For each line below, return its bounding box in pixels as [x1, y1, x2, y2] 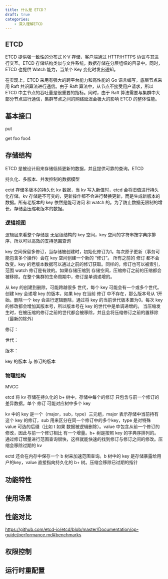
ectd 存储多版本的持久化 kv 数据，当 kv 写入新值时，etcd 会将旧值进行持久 [5, 187, 159, 193]
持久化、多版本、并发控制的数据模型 [5, 176, 80, 182]
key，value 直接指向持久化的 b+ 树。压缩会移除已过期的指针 [13, 460, 138, 466]
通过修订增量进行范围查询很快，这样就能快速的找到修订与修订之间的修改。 [5, 436, 158, 442]
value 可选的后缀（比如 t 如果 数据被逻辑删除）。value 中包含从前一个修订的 [5, 423, 160, 429]
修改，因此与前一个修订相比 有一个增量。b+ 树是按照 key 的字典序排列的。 [5, 430, 159, 436]
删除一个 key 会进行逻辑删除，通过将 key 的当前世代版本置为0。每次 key [13, 297, 163, 303]
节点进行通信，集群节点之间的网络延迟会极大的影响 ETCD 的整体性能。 [13, 96, 160, 102]
